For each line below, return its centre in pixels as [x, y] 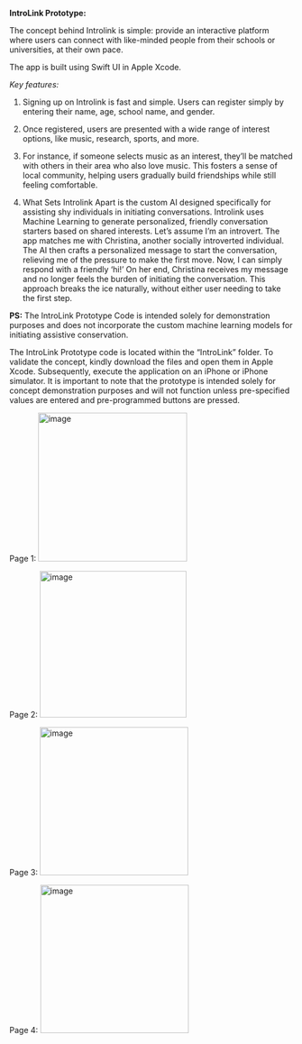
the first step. [47, 298]
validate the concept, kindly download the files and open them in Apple [141, 362]
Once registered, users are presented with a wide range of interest [146, 129]
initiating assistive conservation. [69, 334]
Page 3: [24, 872]
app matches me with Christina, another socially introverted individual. [153, 241]
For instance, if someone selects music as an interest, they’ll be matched [157, 156]
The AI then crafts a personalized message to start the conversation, [150, 250]
